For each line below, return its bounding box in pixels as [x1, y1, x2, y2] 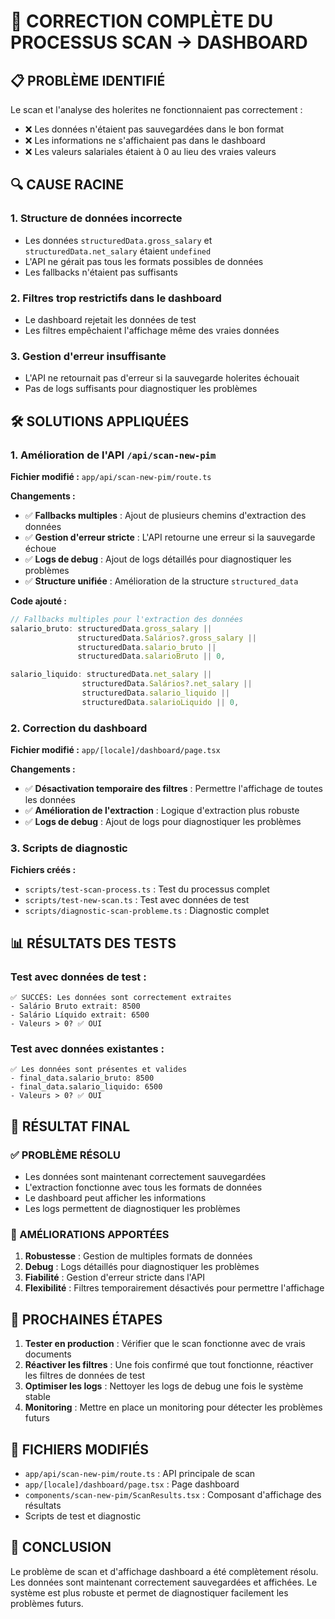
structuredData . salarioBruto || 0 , [77, 651, 226, 662]
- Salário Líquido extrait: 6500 [10, 1010, 150, 1020]
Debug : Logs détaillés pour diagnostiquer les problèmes [24, 1261, 260, 1273]
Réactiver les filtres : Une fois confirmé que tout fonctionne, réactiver [24, 1359, 314, 1371]
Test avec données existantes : [10, 1042, 165, 1056]
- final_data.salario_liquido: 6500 [10, 1082, 163, 1092]
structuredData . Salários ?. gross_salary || [77, 633, 257, 643]
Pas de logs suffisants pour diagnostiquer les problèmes [24, 383, 258, 395]
